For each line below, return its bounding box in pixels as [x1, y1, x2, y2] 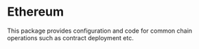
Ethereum [7, 4, 64, 20]
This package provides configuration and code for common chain [7, 27, 193, 35]
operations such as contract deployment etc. [7, 33, 134, 42]
